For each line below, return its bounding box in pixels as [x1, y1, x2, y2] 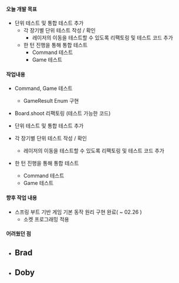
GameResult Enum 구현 [23, 97, 79, 105]
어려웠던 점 [6, 230, 31, 237]
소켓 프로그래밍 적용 [23, 215, 69, 223]
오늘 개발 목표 [6, 5, 37, 12]
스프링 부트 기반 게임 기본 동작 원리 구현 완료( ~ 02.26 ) [14, 208, 142, 215]
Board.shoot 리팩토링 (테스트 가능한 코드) [14, 110, 111, 117]
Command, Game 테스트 [14, 85, 73, 92]
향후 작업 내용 [6, 194, 37, 201]
